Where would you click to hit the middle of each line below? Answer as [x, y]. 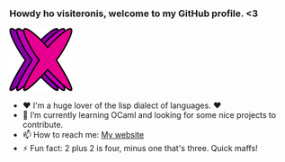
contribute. [43, 125]
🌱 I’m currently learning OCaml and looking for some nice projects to [149, 115]
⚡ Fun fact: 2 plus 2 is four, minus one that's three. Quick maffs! [140, 148]
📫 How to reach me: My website [83, 135]
